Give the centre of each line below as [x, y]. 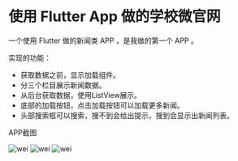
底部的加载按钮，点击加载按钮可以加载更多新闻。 [102, 105]
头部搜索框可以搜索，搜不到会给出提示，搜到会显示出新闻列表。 [127, 115]
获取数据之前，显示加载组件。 [70, 74]
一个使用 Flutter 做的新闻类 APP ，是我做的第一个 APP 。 [104, 40]
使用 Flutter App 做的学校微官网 [115, 17]
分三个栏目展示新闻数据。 [63, 85]
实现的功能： [30, 57]
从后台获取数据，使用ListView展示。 [81, 95]
